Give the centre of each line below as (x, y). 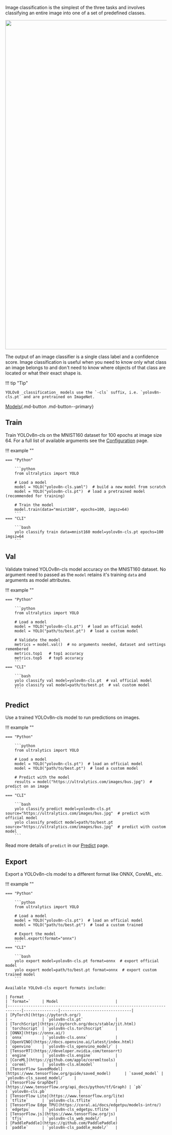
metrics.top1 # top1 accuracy (49, 653)
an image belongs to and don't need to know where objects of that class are (85, 368)
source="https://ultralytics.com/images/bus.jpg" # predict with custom (86, 827)
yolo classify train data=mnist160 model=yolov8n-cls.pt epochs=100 (89, 532)
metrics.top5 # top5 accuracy (49, 658)
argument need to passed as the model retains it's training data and (76, 574)
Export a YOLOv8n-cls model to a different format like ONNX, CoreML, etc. (84, 874)
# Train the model (34, 505)
